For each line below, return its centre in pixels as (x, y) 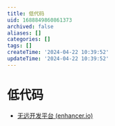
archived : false (30, 26)
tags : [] (20, 46)
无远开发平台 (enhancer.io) (55, 116)
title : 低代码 (26, 13)
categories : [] (29, 39)
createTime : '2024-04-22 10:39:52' (58, 53)
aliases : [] (24, 33)
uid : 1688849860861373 (40, 20)
